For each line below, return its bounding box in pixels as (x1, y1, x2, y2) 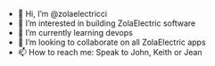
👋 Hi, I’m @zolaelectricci (17, 9, 108, 19)
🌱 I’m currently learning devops (17, 28, 134, 37)
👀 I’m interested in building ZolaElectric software (17, 18, 196, 29)
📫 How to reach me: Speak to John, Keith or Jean (17, 47, 203, 57)
